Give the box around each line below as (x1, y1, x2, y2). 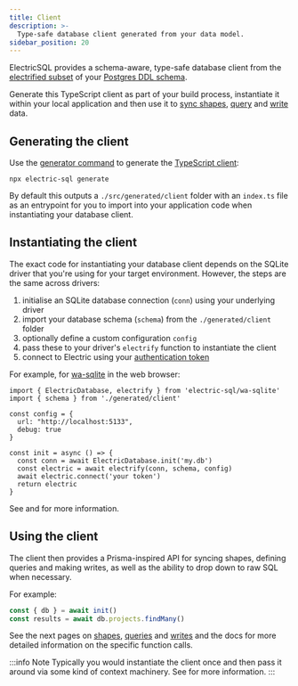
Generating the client (9, 134, 129, 149)
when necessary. (9, 571, 73, 582)
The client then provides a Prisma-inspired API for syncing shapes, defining (9, 552, 286, 563)
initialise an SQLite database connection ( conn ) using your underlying (21, 295, 276, 306)
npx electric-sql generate (9, 175, 109, 184)
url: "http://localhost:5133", (17, 417, 133, 426)
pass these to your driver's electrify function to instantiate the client (21, 342, 278, 353)
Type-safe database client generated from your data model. (17, 29, 245, 38)
